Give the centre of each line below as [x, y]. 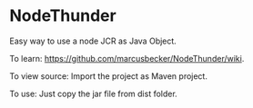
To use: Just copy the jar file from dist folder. [93, 93]
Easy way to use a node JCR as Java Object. [93, 41]
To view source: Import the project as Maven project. [108, 76]
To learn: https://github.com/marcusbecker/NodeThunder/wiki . [127, 58]
